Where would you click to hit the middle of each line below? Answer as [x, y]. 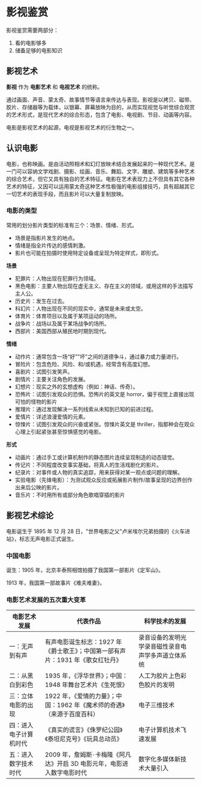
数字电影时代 [69, 773]
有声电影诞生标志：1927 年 [83, 642]
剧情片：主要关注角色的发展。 [51, 379]
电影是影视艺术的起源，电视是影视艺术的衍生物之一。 [72, 127]
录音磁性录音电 [165, 647]
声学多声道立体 [159, 656]
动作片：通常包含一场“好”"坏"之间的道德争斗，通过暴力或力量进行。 [98, 356]
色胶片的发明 [156, 685]
